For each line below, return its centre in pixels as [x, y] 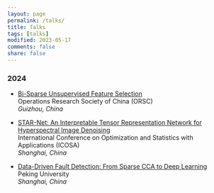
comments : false [31, 47]
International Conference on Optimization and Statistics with [105, 138]
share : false [27, 54]
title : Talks [27, 27]
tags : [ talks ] [28, 34]
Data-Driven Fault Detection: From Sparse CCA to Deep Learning [112, 167]
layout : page [27, 14]
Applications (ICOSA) [49, 145]
